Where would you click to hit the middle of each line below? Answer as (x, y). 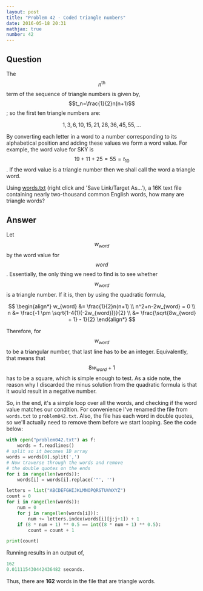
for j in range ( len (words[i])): (58, 513)
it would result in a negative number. (52, 391)
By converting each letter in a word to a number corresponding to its (92, 136)
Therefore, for (24, 331)
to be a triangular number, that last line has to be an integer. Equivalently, (97, 351)
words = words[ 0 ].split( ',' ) (43, 457)
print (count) (23, 541)
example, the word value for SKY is (50, 149)
